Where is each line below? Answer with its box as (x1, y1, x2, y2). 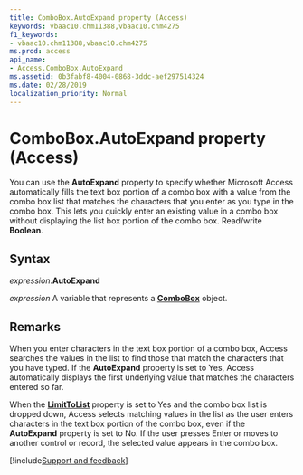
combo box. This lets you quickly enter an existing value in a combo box (9, 205, 279, 217)
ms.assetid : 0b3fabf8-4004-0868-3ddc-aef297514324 (9, 72, 204, 81)
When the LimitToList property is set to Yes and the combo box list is (9, 399, 268, 410)
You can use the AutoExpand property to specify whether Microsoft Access (9, 177, 294, 188)
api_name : (9, 55, 47, 64)
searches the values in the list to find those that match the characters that (9, 353, 284, 364)
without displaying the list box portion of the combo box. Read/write (9, 215, 262, 226)
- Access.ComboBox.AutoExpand (9, 64, 124, 73)
